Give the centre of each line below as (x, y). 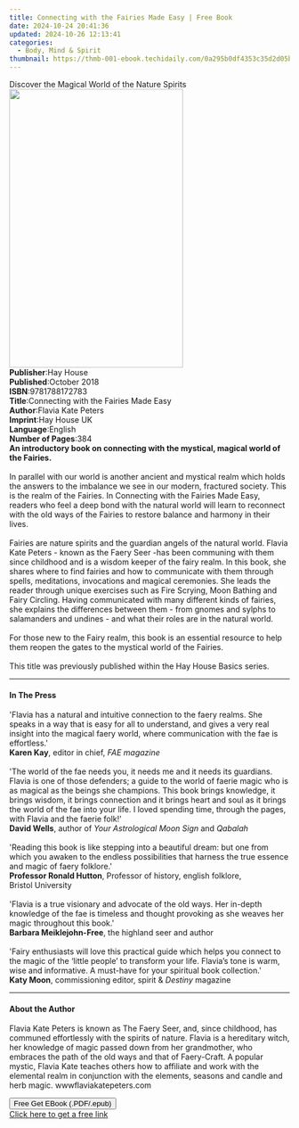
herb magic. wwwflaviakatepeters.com (81, 1085)
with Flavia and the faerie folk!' (65, 819)
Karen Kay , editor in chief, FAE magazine (85, 753)
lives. (19, 524)
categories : (31, 42)
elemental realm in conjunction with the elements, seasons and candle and (146, 1076)
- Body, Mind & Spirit (59, 51)
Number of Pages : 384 (51, 439)
